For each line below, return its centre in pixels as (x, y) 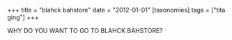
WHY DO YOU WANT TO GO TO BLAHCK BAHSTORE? (85, 31)
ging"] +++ (23, 17)
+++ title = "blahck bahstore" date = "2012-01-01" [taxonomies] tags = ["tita (116, 10)
